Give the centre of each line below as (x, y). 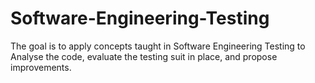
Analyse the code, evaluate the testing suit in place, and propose (144, 56)
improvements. (41, 67)
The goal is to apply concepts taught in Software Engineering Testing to (158, 46)
